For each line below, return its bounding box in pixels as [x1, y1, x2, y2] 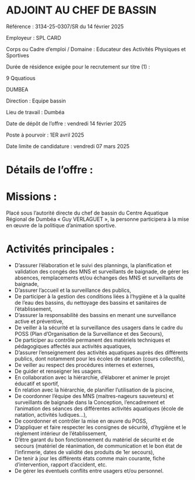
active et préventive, [14, 318, 64, 325]
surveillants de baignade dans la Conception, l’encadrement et [14, 399, 165, 406]
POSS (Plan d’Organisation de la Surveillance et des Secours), [14, 331, 164, 337]
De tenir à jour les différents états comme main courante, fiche [14, 455, 165, 462]
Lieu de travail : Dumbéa [6, 108, 65, 115]
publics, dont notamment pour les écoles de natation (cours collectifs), [14, 355, 185, 362]
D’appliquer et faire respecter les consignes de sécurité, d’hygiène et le [14, 424, 187, 431]
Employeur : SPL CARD [6, 34, 61, 41]
